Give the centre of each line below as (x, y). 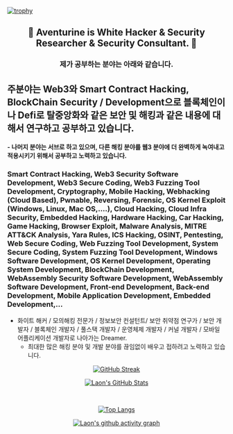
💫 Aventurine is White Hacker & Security (116, 32)
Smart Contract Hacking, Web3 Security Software (93, 174)
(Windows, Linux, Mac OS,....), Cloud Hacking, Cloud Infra (107, 209)
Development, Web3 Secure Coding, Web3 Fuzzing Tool (103, 183)
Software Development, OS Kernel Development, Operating (109, 261)
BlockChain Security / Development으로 (94, 102)
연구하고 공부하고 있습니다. (80, 128)
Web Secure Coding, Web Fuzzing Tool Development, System (113, 244)
